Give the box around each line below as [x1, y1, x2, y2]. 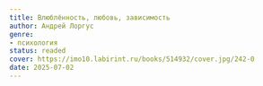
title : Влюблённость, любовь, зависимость [9, 13, 171, 22]
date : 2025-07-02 [9, 64, 75, 73]
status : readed [9, 47, 66, 56]
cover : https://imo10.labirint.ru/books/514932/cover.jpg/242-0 [9, 55, 255, 64]
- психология [9, 38, 58, 47]
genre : [9, 30, 34, 39]
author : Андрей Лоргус [9, 21, 94, 30]
